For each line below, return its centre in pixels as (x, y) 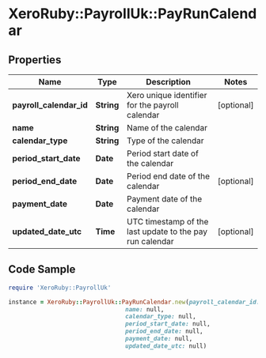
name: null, (145, 309)
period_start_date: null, (168, 324)
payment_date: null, (159, 339)
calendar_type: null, (161, 317)
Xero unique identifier (167, 95)
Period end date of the (168, 176)
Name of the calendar (167, 128)
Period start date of (163, 153)
